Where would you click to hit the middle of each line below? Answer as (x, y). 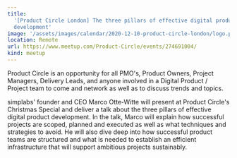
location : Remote (33, 40)
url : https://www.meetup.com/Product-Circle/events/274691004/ (102, 47)
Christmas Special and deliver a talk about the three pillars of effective (109, 109)
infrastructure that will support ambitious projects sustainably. (97, 147)
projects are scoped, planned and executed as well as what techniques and (117, 124)
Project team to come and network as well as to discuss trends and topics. (115, 88)
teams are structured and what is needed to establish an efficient (102, 139)
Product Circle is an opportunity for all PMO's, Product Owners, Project (110, 73)
